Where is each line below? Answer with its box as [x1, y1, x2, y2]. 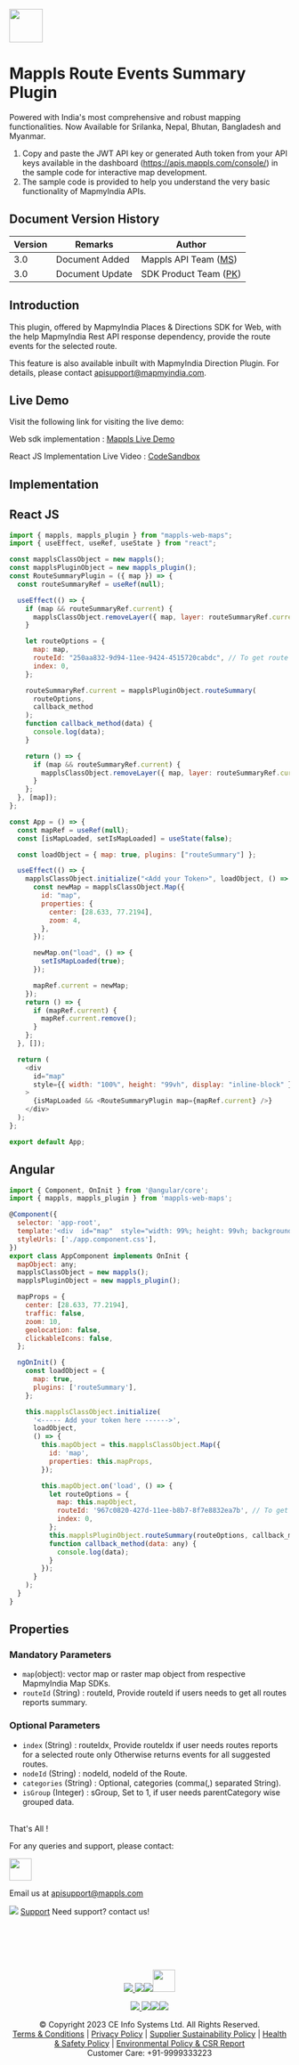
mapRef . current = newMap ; [32, 980, 129, 990]
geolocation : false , [25, 1325, 101, 1335]
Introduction [9, 298, 80, 313]
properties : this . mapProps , [48, 1457, 153, 1466]
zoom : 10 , [25, 1317, 62, 1326]
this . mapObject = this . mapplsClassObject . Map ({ [41, 1441, 221, 1450]
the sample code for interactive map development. [21, 167, 207, 177]
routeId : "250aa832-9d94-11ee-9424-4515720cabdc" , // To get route [32, 654, 289, 663]
